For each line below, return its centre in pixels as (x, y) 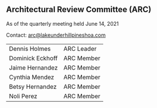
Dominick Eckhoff (33, 58)
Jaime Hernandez (33, 68)
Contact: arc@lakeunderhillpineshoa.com (56, 35)
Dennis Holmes (30, 48)
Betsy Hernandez (33, 86)
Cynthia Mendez (32, 77)
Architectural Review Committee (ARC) (79, 10)
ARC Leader (80, 48)
